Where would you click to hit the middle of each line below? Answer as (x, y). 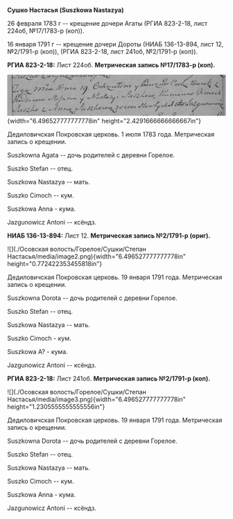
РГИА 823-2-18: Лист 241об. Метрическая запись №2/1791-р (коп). (109, 379)
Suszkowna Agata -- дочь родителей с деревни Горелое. (91, 155)
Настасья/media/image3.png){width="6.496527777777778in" (96, 399)
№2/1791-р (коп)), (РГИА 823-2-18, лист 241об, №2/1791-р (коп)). (103, 52)
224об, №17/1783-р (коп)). (46, 31)
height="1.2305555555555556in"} (56, 407)
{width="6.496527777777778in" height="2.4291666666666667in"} (104, 121)
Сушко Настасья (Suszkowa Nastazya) (66, 10)
